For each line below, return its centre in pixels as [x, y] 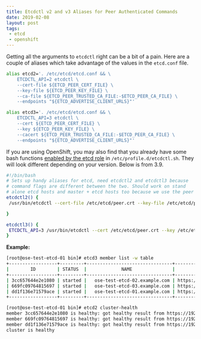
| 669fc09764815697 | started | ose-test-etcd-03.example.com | [91, 286]
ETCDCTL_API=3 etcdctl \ [48, 118]
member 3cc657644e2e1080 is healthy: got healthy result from [85, 314]
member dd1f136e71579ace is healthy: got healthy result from [85, 324]
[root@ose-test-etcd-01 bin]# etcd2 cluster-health [72, 308]
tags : [13, 28]
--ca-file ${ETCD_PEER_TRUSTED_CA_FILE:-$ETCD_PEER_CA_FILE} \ [98, 96]
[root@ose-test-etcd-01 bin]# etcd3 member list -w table [80, 258]
